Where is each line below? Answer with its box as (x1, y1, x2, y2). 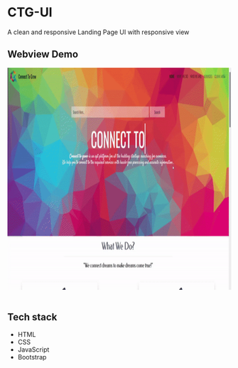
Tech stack (7, 311, 58, 323)
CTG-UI (7, 4, 53, 21)
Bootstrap (17, 352, 47, 361)
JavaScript (17, 345, 50, 354)
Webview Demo (7, 48, 79, 60)
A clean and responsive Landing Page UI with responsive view (7, 28, 190, 36)
